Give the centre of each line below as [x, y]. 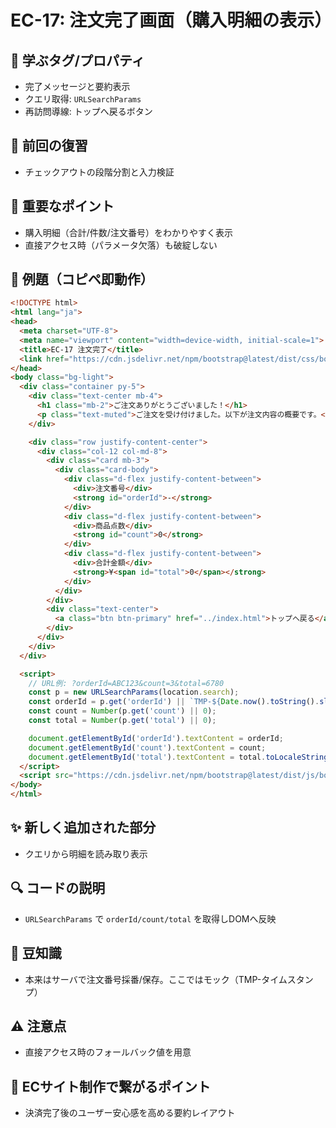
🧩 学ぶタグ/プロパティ [77, 60]
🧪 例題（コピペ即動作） [82, 279]
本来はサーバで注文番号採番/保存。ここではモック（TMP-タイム [156, 979]
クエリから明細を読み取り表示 [86, 853]
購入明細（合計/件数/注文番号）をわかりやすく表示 [128, 232]
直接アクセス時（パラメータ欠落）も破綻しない [121, 245]
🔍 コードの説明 [58, 888]
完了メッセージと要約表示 [77, 86]
